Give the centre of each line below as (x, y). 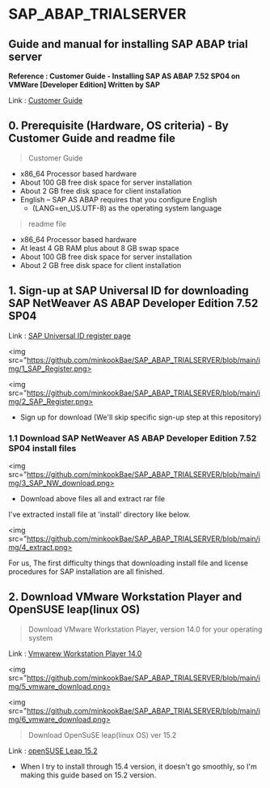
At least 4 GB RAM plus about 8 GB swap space (99, 248)
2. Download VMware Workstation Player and (125, 597)
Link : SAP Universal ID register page (70, 335)
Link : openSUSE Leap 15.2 (53, 751)
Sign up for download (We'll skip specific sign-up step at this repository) (141, 417)
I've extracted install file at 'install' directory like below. (99, 514)
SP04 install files (42, 448)
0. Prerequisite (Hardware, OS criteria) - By (118, 126)
